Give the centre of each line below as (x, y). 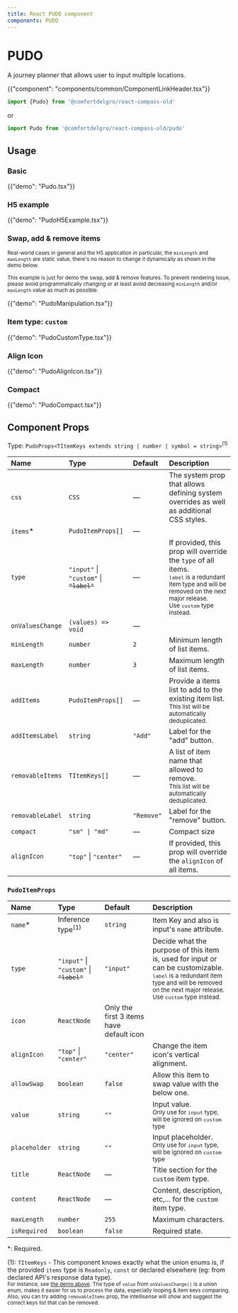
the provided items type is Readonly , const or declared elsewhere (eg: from (116, 1270)
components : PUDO (33, 21)
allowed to (186, 769)
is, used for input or (185, 959)
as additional (190, 510)
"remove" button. (198, 820)
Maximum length (197, 660)
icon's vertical (176, 1055)
